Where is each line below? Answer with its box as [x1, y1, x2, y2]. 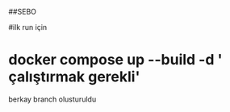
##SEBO [8, 7, 36, 16]
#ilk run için [8, 23, 48, 31]
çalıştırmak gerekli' [8, 68, 140, 86]
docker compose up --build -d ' [8, 51, 223, 69]
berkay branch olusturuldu [8, 94, 97, 104]
